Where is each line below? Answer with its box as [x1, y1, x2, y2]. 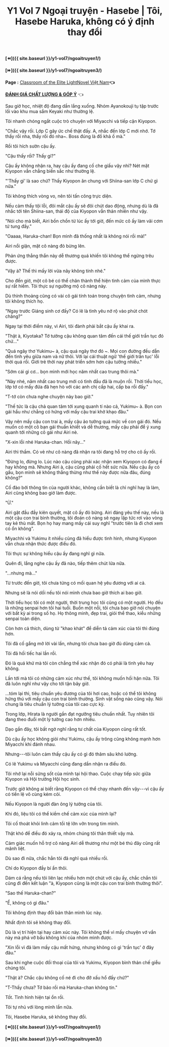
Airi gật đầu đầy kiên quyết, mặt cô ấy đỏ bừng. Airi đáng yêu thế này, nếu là [5, 509, 164, 515]
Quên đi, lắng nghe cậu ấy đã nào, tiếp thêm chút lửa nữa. [5, 560, 126, 566]
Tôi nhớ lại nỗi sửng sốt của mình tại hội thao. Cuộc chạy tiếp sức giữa [5, 771, 151, 777]
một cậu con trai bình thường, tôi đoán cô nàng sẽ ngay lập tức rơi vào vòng [5, 515, 163, 521]
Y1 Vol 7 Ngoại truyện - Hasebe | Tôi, [7, 5, 163, 17]
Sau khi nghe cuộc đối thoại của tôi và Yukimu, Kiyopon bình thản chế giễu [5, 960, 161, 966]
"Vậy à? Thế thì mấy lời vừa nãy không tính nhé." [5, 268, 106, 274]
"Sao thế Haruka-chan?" [5, 890, 57, 896]
